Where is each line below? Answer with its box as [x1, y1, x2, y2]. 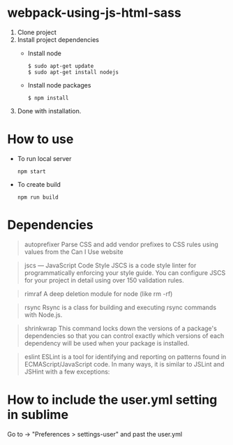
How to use [7, 132, 74, 148]
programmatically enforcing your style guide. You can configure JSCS [24, 268, 226, 277]
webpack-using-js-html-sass [7, 5, 181, 21]
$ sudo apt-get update [27, 62, 94, 69]
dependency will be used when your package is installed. [24, 339, 190, 347]
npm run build [17, 194, 59, 201]
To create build [17, 180, 61, 188]
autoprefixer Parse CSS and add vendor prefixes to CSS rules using [24, 240, 218, 248]
